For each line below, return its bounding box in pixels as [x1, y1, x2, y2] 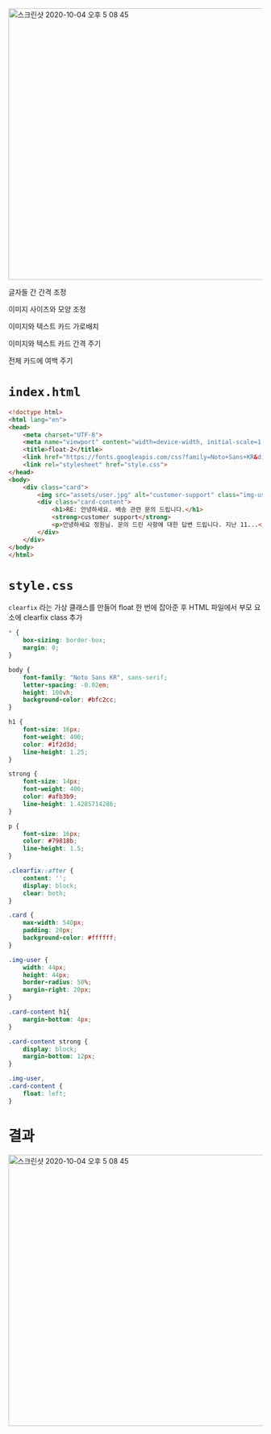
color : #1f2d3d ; [23, 740, 78, 749]
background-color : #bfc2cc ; [23, 696, 117, 704]
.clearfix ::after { [8, 867, 74, 875]
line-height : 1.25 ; [23, 748, 89, 756]
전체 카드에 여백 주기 [8, 356, 73, 366]
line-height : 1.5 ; [23, 845, 85, 853]
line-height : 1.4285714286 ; [23, 800, 117, 808]
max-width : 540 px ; [23, 919, 85, 927]
